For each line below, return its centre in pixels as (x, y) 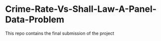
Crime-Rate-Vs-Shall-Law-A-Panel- (81, 9)
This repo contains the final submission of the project (60, 33)
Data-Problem (35, 20)
